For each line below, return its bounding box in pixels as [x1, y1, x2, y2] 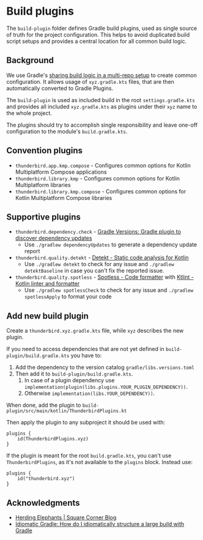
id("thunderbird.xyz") [17, 476, 75, 482]
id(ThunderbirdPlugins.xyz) [17, 436, 89, 442]
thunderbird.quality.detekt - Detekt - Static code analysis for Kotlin [15, 254, 189, 261]
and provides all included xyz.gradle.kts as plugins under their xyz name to [6, 103, 197, 110]
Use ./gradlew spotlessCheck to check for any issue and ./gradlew [24, 286, 194, 294]
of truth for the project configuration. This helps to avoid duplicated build [6, 31, 190, 38]
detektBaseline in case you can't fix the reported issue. [24, 267, 164, 275]
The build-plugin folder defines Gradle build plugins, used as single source [6, 24, 197, 32]
